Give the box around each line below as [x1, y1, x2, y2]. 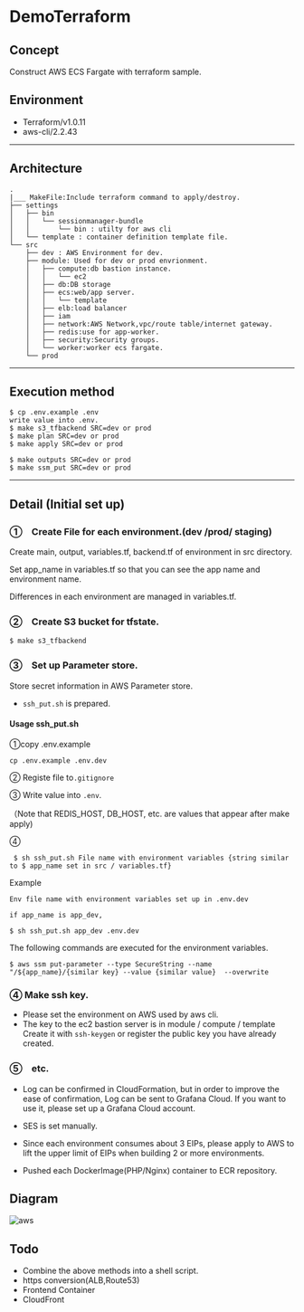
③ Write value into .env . [9, 789, 102, 800]
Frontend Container [22, 1285, 96, 1296]
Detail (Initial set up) [9, 496, 125, 512]
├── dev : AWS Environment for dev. [25, 248, 165, 257]
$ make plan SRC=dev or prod [9, 432, 119, 441]
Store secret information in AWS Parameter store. [9, 680, 194, 691]
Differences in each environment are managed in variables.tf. [9, 591, 237, 603]
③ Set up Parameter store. [9, 659, 138, 671]
